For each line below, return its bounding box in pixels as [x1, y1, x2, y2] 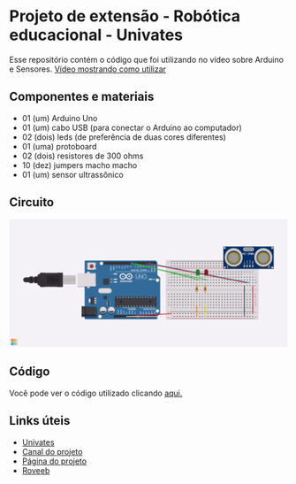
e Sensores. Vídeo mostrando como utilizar [9, 64, 166, 74]
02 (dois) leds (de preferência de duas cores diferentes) [21, 131, 227, 142]
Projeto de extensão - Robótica [9, 6, 241, 27]
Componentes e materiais [9, 89, 155, 104]
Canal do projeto [21, 446, 83, 457]
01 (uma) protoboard [21, 141, 97, 151]
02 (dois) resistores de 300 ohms [21, 150, 144, 161]
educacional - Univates [9, 25, 184, 45]
